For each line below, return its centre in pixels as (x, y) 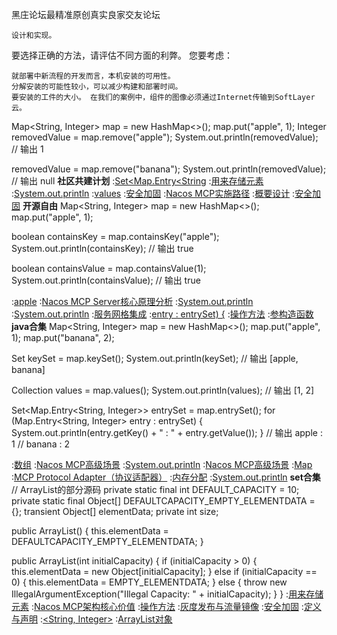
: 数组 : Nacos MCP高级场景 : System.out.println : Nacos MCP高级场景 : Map (162, 464)
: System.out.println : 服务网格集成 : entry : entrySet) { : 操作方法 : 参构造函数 (162, 314)
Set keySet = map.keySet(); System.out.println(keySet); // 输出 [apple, (155, 358)
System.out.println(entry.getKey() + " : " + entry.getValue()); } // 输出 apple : (167, 432)
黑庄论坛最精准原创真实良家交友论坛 (86, 14)
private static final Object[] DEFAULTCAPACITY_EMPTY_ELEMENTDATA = (163, 501)
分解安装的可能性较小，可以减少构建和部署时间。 (97, 87)
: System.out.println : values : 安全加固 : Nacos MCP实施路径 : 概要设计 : (153, 193)
